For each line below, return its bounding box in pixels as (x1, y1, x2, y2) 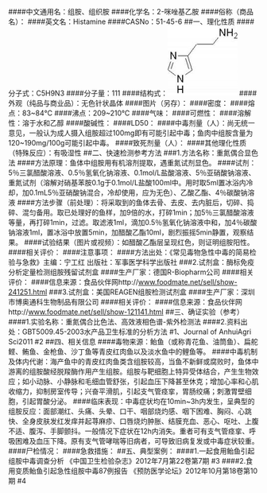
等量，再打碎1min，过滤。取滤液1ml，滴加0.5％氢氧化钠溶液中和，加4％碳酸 (8, 218, 257, 227)
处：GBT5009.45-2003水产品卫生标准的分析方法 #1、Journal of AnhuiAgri (8, 327, 252, 336)
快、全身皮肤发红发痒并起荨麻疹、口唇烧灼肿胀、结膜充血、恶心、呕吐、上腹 (8, 417, 259, 425)
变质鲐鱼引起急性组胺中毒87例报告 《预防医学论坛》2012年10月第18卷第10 (14, 466, 258, 476)
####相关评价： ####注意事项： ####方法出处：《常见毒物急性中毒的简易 (8, 247, 250, 257)
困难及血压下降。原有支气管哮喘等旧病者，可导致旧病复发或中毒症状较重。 (14, 437, 259, 445)
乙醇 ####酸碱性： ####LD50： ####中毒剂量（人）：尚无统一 (49, 118, 256, 127)
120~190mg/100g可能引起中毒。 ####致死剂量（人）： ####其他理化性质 (8, 138, 247, 147)
